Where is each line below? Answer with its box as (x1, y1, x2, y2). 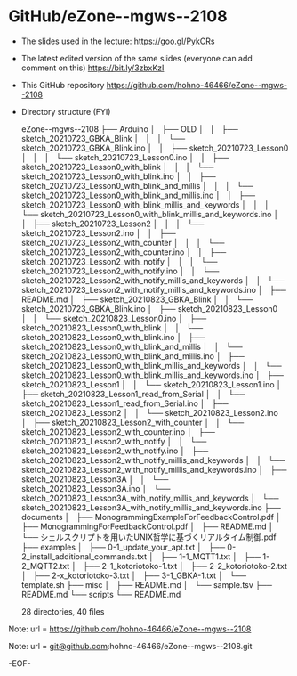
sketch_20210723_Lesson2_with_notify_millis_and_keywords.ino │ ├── (20, 284, 286, 295)
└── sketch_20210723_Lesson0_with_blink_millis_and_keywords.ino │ (20, 208, 279, 219)
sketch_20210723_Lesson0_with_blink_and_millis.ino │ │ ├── (20, 190, 255, 200)
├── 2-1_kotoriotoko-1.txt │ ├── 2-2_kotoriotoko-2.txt (83, 560, 288, 571)
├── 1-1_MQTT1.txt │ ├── (160, 550, 261, 562)
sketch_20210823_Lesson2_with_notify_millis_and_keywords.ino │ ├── (20, 464, 287, 475)
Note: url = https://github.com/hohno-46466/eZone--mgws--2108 (8, 623, 252, 634)
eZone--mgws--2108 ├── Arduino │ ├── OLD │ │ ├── (20, 123, 239, 134)
